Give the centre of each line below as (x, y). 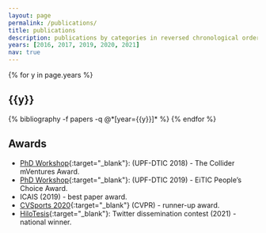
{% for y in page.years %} (51, 75)
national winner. (46, 222)
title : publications (42, 30)
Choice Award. (44, 188)
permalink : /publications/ (53, 23)
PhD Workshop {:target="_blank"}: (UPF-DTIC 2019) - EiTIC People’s (131, 180)
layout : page (30, 15)
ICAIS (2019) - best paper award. (74, 197)
